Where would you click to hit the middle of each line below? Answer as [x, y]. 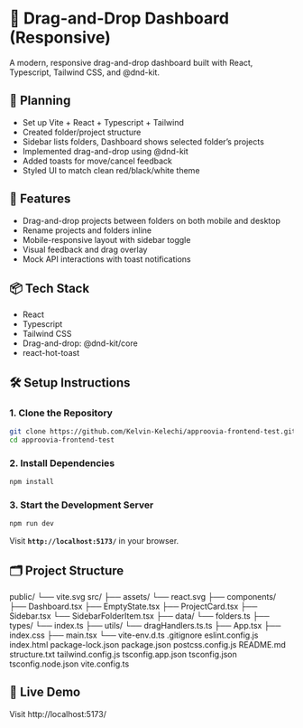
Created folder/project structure [82, 132]
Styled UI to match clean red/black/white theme [111, 170]
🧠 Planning [40, 101]
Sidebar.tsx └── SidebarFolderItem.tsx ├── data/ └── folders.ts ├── [140, 616]
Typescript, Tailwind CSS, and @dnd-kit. [85, 72]
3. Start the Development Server [82, 505]
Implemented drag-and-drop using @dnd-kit [106, 151]
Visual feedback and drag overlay [85, 249]
